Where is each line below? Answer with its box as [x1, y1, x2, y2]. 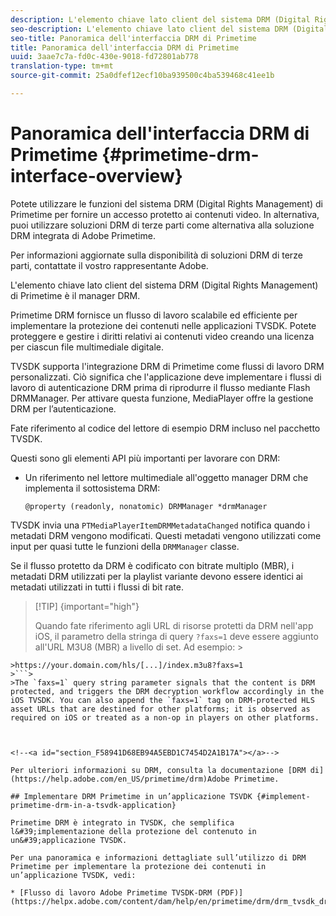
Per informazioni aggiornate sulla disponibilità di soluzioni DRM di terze [10, 249, 303, 261]
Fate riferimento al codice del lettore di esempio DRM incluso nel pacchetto [10, 422, 321, 434]
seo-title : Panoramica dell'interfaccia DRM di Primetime [10, 33, 257, 43]
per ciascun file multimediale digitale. [10, 341, 165, 353]
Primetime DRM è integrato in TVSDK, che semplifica [10, 817, 235, 828]
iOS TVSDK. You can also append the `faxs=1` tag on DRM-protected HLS [10, 695, 315, 705]
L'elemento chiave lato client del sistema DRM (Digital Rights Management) [10, 279, 319, 291]
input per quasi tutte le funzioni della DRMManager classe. [10, 540, 240, 552]
